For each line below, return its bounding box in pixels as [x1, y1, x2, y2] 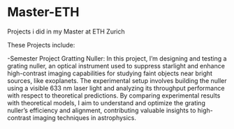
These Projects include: [7, 40, 75, 49]
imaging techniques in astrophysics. [32, 113, 137, 122]
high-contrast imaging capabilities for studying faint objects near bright [7, 69, 213, 77]
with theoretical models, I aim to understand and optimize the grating [7, 98, 206, 107]
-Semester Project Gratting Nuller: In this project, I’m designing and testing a [7, 54, 227, 63]
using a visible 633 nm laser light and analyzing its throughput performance [7, 84, 225, 92]
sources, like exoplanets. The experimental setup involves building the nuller [7, 76, 227, 84]
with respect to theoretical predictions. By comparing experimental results [7, 91, 221, 100]
